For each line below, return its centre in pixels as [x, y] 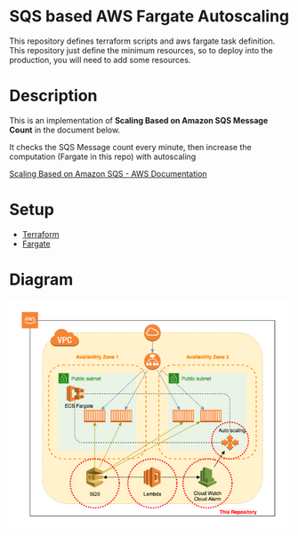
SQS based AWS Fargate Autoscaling [149, 16]
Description [53, 96]
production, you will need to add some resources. [100, 60]
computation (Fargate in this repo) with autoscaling [103, 156]
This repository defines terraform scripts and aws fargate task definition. [142, 41]
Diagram [41, 280]
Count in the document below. [65, 130]
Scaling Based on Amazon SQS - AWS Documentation [108, 173]
